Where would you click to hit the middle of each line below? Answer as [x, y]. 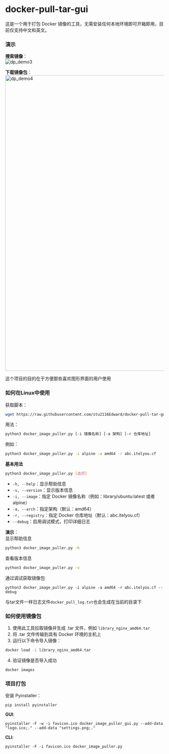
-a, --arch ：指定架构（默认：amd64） [53, 509]
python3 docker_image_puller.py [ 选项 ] [46, 474]
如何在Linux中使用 [28, 393]
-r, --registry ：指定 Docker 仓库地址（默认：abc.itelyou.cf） [77, 515]
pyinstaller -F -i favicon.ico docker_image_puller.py [64, 747]
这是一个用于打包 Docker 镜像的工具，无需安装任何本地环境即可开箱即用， [82, 24]
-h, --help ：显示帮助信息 [39, 484]
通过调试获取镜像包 [25, 578]
